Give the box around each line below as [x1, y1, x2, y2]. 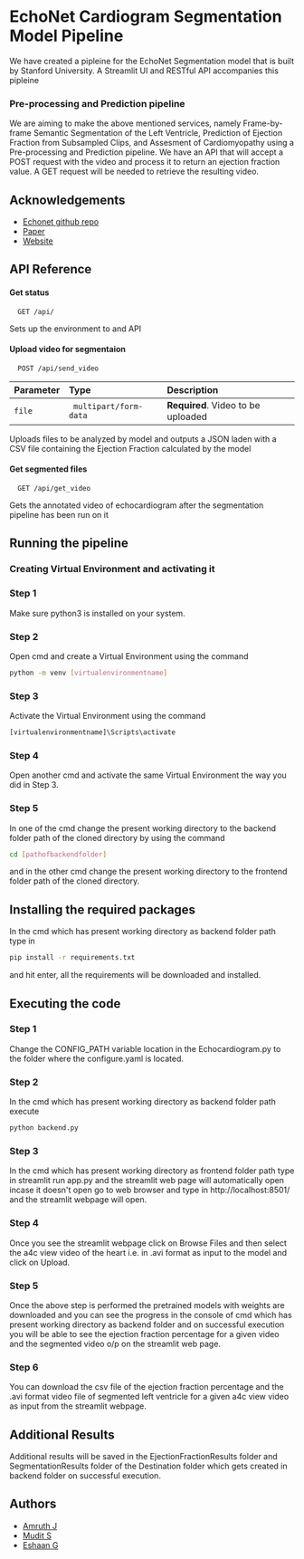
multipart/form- [73, 401, 143, 411]
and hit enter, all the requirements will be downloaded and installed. [9, 970, 261, 980]
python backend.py [9, 1124, 79, 1133]
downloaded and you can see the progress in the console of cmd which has [9, 1309, 292, 1320]
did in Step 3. [9, 779, 59, 790]
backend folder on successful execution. [9, 1470, 161, 1481]
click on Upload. [9, 1257, 71, 1267]
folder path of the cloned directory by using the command [9, 832, 225, 843]
